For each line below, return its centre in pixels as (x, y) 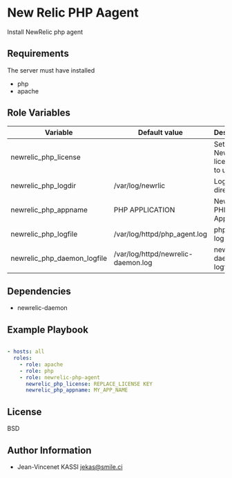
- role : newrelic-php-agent (60, 377)
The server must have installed (51, 70)
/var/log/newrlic (139, 185)
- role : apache (41, 365)
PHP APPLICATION (144, 210)
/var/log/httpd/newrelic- (153, 254)
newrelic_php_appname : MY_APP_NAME (77, 390)
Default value (160, 132)
